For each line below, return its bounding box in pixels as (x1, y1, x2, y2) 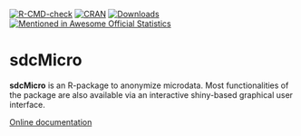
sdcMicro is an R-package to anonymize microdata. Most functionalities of (9, 80, 289, 91)
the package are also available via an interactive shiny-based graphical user (9, 89, 293, 100)
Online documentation (9, 116, 92, 127)
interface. (9, 99, 45, 110)
